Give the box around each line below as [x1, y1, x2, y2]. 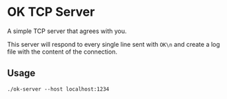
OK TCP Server [7, 4, 95, 20]
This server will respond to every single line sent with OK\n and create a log [7, 40, 221, 48]
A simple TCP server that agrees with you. [7, 27, 127, 35]
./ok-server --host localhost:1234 [7, 85, 110, 93]
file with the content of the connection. [7, 47, 117, 56]
